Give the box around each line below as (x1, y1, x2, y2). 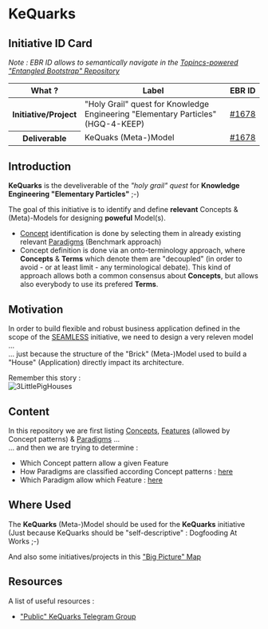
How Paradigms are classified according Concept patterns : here (19, 466, 234, 476)
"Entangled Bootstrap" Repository (8, 66, 120, 76)
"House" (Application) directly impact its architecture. (8, 358, 184, 368)
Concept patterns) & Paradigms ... (8, 434, 120, 443)
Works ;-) (8, 536, 40, 546)
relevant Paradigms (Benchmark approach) (19, 237, 162, 247)
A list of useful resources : (8, 596, 95, 606)
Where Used (8, 498, 72, 512)
